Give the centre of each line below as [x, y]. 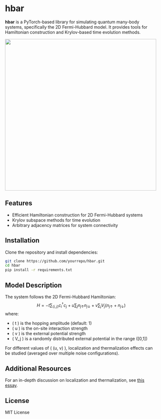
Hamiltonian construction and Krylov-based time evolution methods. [73, 32]
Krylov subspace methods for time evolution [56, 220]
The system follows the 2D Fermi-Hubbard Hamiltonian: [60, 297]
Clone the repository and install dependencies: [51, 252]
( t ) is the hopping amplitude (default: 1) [52, 323]
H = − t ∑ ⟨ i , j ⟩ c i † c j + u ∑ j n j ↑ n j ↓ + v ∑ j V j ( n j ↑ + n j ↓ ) [81, 306]
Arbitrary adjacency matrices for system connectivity [65, 225]
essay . [11, 386]
